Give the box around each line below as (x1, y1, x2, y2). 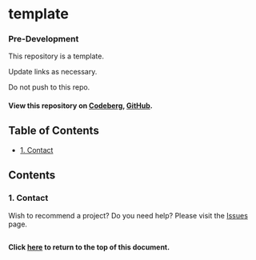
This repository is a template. (8, 51, 104, 61)
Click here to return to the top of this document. (8, 242, 170, 252)
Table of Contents (8, 124, 100, 138)
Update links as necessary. (8, 67, 98, 77)
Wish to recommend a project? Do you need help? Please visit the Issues (8, 210, 248, 220)
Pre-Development (8, 34, 79, 45)
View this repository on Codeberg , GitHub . (8, 101, 154, 110)
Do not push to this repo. (8, 82, 90, 92)
